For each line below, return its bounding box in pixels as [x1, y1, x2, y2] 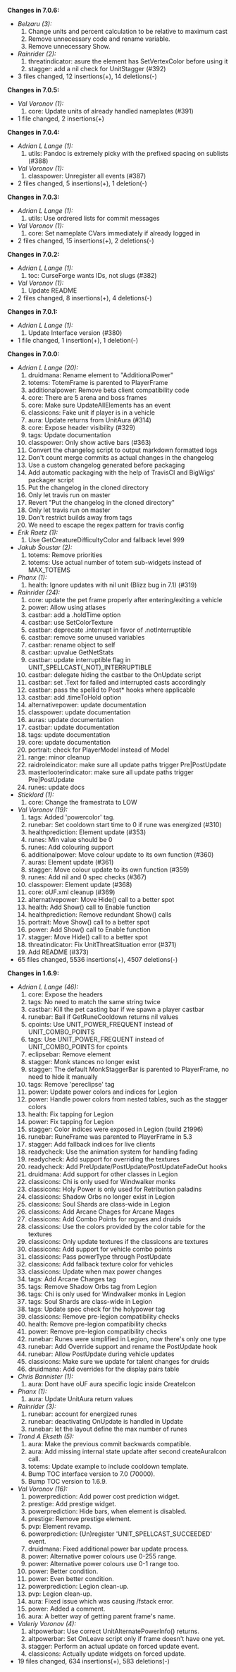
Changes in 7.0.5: [7, 86, 60, 94]
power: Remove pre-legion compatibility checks [27, 1327, 168, 1336]
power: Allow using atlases [27, 603, 106, 611]
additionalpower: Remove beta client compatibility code [27, 386, 190, 394]
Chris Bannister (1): [17, 1372, 74, 1381]
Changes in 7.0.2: [7, 250, 60, 258]
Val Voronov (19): [17, 805, 68, 814]
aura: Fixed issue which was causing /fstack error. [27, 1597, 174, 1605]
